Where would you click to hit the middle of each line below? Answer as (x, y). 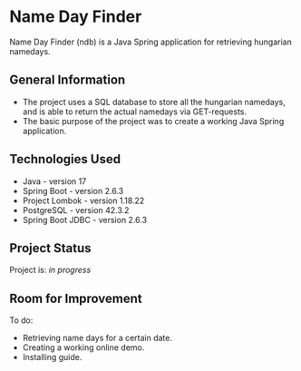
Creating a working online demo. (83, 347)
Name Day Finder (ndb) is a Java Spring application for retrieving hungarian (150, 42)
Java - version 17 (54, 181)
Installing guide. (52, 357)
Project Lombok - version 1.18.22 (83, 200)
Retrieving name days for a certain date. (97, 338)
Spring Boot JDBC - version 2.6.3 (85, 220)
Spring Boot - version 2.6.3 (73, 190)
